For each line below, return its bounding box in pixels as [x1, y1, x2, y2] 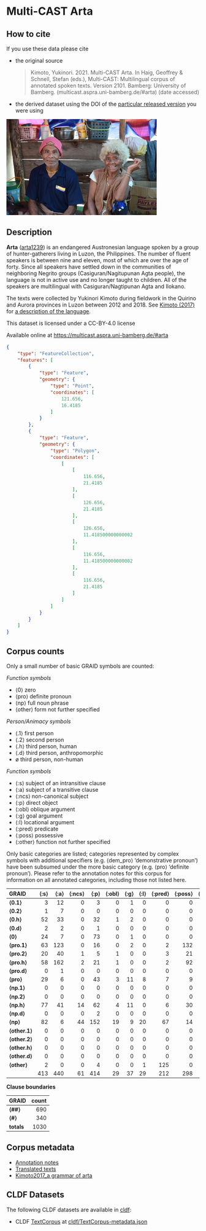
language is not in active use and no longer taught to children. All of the [6, 276, 187, 283]
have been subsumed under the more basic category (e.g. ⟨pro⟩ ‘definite [6, 863, 189, 870]
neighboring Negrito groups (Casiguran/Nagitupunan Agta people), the [6, 269, 185, 277]
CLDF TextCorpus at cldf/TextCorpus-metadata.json [15, 1217, 148, 1225]
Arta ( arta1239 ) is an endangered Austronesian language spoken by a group [6, 243, 199, 251]
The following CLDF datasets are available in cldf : [6, 1206, 132, 1213]
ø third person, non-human [15, 756, 84, 763]
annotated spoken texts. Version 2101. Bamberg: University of [30, 82, 186, 89]
